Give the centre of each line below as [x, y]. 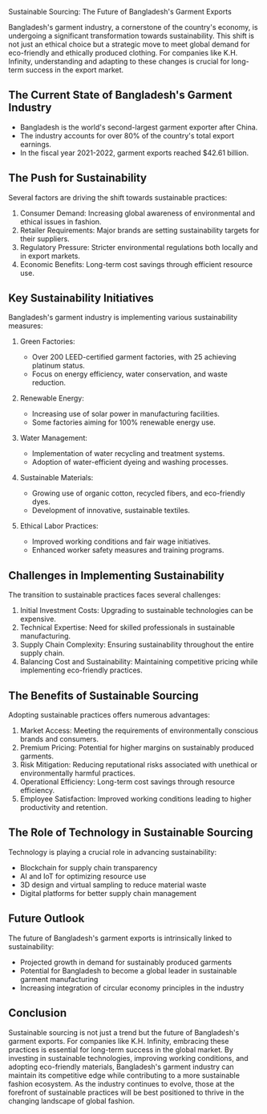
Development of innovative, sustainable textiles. [111, 511]
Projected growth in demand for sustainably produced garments [126, 962]
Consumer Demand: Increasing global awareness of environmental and [137, 213]
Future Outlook [47, 919]
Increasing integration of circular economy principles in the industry [132, 988]
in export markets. [50, 256]
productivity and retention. [64, 808]
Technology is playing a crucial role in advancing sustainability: [113, 852]
